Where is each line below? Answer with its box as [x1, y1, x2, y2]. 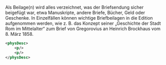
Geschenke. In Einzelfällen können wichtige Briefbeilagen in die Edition [5, 15, 153, 21]
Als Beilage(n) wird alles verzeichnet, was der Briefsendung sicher [5, 5, 144, 10]
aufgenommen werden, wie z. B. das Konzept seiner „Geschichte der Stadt [5, 20, 161, 26]
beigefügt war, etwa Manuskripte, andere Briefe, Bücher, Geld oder [5, 10, 145, 16]
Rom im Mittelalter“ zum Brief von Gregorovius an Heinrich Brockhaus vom [5, 26, 161, 32]
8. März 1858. [5, 31, 34, 37]
